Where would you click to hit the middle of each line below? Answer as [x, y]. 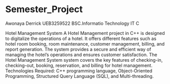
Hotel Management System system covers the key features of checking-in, [84, 60]
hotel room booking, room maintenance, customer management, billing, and [85, 44]
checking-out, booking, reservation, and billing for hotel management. [79, 65]
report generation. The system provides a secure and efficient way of [78, 49]
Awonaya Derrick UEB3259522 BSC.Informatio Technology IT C [72, 23]
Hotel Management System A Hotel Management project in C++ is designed [85, 33]
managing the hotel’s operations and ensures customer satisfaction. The [81, 55]
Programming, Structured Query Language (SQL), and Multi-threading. [80, 76]
